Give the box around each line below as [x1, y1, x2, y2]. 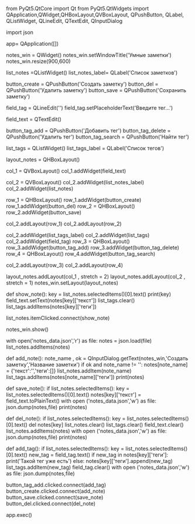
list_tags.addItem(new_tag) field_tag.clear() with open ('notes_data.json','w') [6, 464, 190, 471]
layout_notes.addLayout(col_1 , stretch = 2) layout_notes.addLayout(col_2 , [6, 273, 186, 280]
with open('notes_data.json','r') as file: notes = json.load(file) [6, 337, 152, 344]
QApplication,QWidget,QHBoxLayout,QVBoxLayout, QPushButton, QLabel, [6, 11, 184, 18]
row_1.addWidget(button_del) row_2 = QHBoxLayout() [6, 202, 135, 209]
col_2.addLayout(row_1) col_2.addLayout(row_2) [6, 220, 122, 227]
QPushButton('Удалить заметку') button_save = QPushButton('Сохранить [6, 87, 186, 93]
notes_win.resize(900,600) [6, 58, 71, 65]
